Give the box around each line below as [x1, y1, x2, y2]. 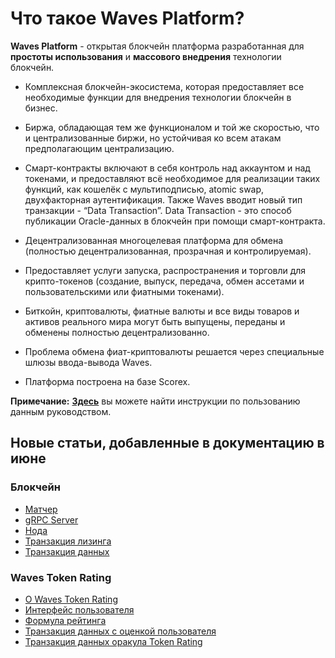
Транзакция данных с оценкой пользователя [24, 625, 217, 637]
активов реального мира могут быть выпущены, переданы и [24, 315, 286, 327]
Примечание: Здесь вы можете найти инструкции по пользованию [10, 395, 301, 407]
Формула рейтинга [24, 614, 107, 626]
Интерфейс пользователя [24, 603, 135, 616]
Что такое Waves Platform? [10, 7, 245, 30]
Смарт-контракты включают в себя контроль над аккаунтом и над [24, 162, 311, 174]
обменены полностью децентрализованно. [24, 326, 210, 338]
